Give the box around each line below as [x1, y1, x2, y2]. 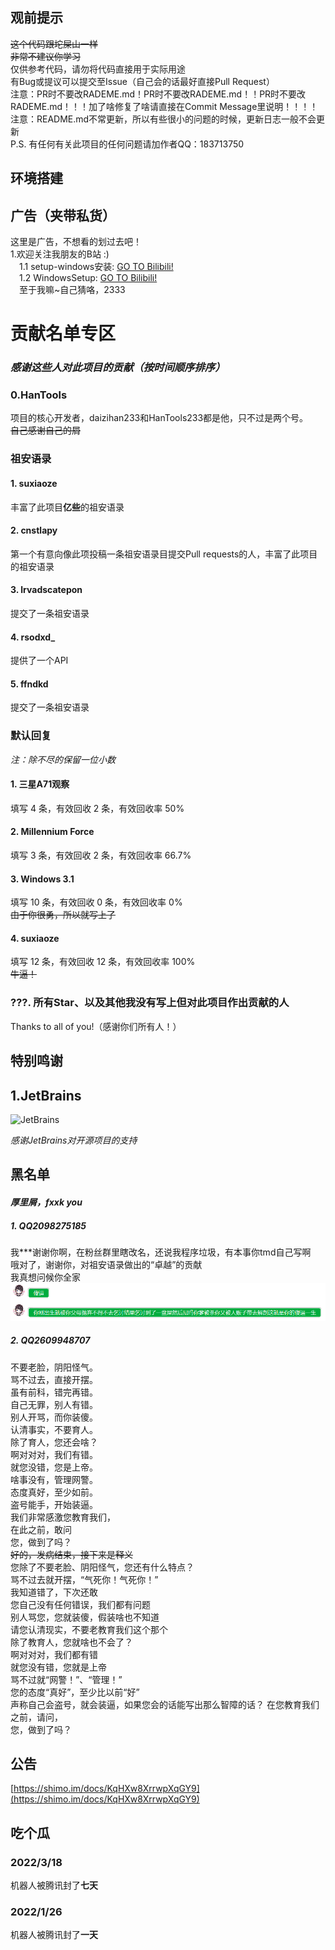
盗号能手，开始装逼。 [10, 1498, 98, 1510]
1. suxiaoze [10, 477, 58, 489]
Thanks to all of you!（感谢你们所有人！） [10, 1020, 182, 1032]
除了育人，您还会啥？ [10, 1436, 98, 1448]
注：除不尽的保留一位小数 [10, 753, 116, 765]
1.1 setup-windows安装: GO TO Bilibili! [19, 261, 174, 273]
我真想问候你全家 [10, 1271, 81, 1283]
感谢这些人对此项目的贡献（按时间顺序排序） [10, 361, 226, 375]
